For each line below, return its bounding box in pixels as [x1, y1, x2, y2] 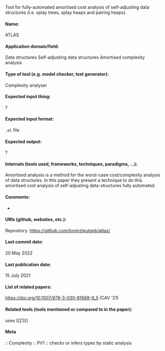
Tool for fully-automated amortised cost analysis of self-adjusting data [5, 4, 150, 10]
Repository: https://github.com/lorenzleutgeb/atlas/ [5, 228, 110, 234]
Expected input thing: [5, 94, 51, 100]
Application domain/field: [5, 43, 60, 49]
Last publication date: [5, 261, 51, 267]
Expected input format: [5, 116, 54, 122]
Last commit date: [5, 239, 43, 245]
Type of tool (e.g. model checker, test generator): [5, 71, 109, 77]
